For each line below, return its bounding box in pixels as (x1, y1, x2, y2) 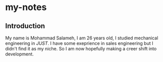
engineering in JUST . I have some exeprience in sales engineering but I (5, 40, 153, 46)
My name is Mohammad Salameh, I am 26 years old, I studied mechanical (5, 35, 158, 41)
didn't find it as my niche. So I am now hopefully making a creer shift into (5, 46, 157, 51)
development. (5, 51, 34, 57)
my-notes (5, 2, 47, 13)
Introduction (5, 22, 45, 30)
